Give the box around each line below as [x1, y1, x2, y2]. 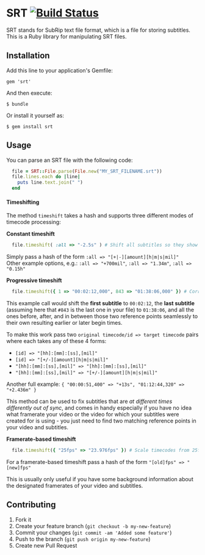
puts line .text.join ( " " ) [17, 180, 84, 186]
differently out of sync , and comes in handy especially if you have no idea [6, 404, 192, 412]
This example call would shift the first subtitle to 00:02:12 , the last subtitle [6, 300, 195, 307]
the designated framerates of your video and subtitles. [6, 482, 143, 489]
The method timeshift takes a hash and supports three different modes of [6, 212, 193, 219]
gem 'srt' [6, 78, 32, 85]
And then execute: [6, 89, 52, 96]
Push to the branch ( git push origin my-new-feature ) [15, 535, 151, 543]
